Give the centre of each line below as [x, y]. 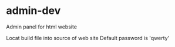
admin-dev [33, 11]
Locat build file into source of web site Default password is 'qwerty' [88, 38]
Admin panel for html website [42, 27]
